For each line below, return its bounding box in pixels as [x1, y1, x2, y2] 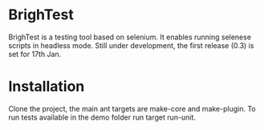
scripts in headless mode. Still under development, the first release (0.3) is [8, 40, 254, 50]
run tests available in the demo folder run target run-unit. [8, 112, 197, 122]
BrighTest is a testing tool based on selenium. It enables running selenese [8, 32, 251, 42]
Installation [8, 78, 85, 95]
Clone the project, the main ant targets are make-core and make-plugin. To [8, 104, 257, 113]
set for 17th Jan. [8, 49, 62, 59]
